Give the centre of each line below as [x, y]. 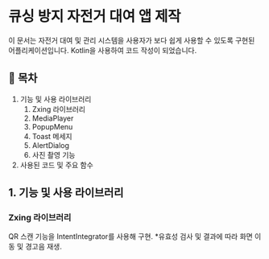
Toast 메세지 [52, 136]
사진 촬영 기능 [54, 154]
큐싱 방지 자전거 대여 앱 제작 [95, 16]
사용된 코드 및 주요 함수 [57, 165]
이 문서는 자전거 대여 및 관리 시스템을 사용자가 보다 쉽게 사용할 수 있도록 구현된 [132, 40]
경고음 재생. [44, 247]
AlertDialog [51, 145]
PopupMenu [52, 126]
